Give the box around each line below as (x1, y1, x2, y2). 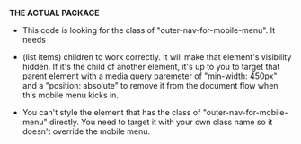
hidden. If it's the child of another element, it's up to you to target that (22, 62, 280, 72)
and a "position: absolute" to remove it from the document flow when (22, 80, 279, 90)
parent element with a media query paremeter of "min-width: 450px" (22, 71, 278, 81)
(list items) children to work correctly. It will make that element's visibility (22, 52, 292, 62)
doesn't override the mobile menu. (22, 126, 151, 137)
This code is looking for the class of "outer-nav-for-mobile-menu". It (22, 25, 276, 35)
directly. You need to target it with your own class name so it (49, 116, 273, 127)
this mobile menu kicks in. (22, 89, 120, 100)
